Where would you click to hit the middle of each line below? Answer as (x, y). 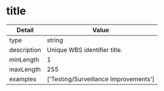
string (55, 40)
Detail (25, 30)
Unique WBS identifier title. (85, 50)
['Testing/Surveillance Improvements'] (101, 79)
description (25, 50)
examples (23, 79)
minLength (24, 59)
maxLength (25, 69)
